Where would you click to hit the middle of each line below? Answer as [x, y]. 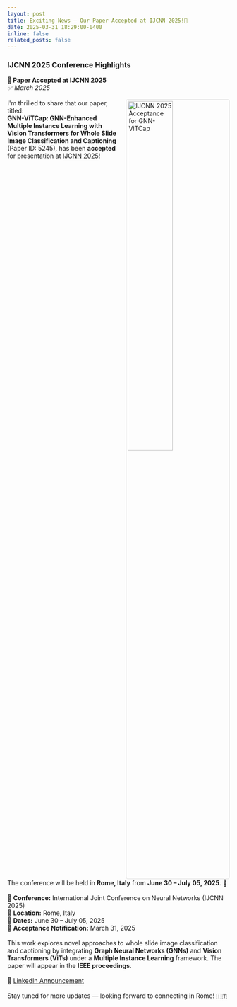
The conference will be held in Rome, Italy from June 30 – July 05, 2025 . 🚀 [117, 883]
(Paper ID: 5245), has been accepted [62, 149]
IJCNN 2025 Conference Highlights [69, 65]
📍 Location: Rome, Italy [42, 913]
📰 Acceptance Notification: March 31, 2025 [72, 928]
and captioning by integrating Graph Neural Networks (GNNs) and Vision [115, 951]
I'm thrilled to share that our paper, [57, 103]
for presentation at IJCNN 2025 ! [54, 156]
